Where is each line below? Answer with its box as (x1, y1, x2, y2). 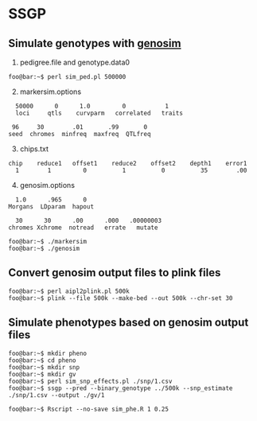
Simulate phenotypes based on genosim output (8, 316, 249, 329)
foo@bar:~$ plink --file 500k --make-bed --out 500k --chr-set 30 (8, 294, 233, 302)
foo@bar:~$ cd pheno (8, 356, 77, 364)
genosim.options (19, 181, 76, 189)
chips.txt (19, 144, 49, 154)
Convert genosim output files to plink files (8, 266, 221, 279)
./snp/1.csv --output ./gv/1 (8, 391, 105, 399)
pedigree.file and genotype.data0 (19, 57, 130, 67)
